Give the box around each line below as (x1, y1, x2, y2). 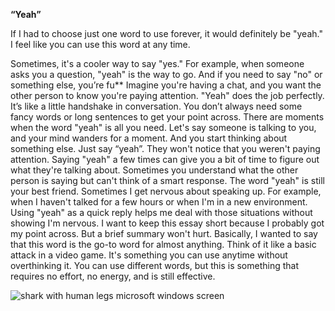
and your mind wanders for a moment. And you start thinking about (10, 132, 288, 144)
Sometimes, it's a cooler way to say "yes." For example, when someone (10, 58, 305, 69)
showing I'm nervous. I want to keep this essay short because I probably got (10, 217, 325, 229)
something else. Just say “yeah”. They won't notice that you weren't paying (10, 143, 321, 154)
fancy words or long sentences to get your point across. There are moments (10, 111, 325, 123)
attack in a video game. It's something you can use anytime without (10, 249, 288, 261)
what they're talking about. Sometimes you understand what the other (10, 164, 299, 176)
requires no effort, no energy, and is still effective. (10, 270, 216, 282)
